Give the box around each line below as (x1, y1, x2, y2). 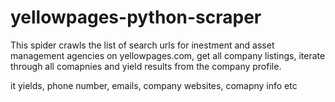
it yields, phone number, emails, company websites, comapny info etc (10, 79, 298, 91)
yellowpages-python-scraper (10, 6, 262, 29)
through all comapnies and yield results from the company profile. (10, 60, 282, 72)
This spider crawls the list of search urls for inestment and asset (10, 39, 275, 51)
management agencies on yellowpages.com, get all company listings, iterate (10, 49, 326, 61)
